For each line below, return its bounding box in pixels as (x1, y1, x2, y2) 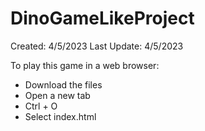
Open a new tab (24, 89, 91, 101)
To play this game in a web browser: (10, 59, 160, 71)
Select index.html (24, 110, 97, 122)
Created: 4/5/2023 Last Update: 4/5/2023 (10, 40, 184, 52)
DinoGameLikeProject (10, 7, 195, 30)
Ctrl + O (24, 100, 58, 112)
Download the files (24, 78, 103, 91)
